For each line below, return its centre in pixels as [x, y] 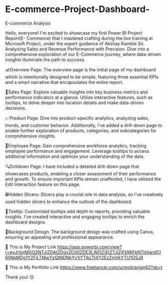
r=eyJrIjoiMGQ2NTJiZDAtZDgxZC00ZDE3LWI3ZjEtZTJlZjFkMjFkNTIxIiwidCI [83, 252]
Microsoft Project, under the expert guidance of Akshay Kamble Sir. [75, 43]
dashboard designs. [26, 222]
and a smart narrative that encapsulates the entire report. [64, 82]
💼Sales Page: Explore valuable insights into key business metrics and [76, 92]
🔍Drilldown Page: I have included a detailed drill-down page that [72, 166]
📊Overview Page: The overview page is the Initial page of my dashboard [81, 69]
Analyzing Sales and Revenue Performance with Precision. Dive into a [77, 49]
